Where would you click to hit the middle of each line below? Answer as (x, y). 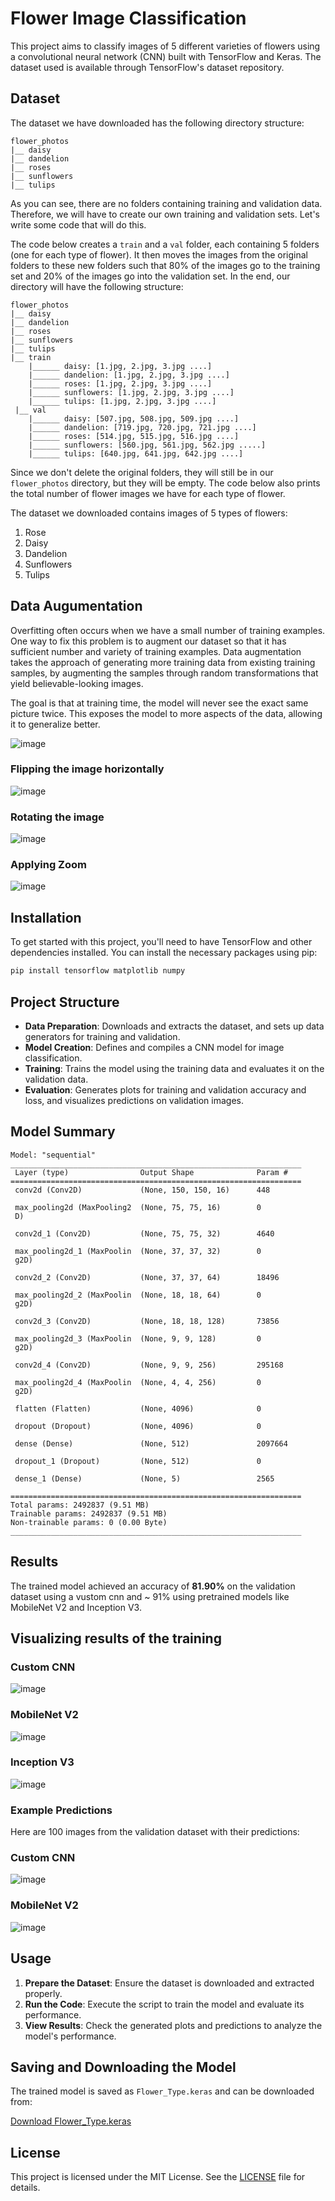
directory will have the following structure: (97, 286)
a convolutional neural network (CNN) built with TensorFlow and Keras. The (166, 56)
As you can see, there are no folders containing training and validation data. (166, 203)
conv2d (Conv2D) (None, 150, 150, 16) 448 (142, 1190)
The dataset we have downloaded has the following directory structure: (157, 123)
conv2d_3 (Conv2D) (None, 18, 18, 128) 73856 (147, 1321)
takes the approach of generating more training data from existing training (163, 662)
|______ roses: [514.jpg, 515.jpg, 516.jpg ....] (134, 436)
